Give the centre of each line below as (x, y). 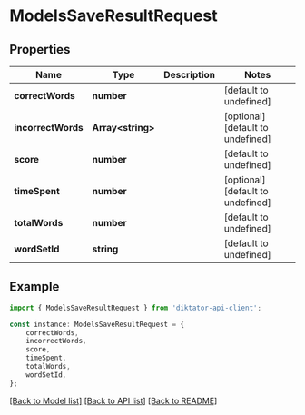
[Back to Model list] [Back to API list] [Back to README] (113, 400)
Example (34, 287)
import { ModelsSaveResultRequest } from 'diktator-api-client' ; (135, 308)
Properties (40, 49)
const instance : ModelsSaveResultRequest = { (97, 324)
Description (189, 75)
